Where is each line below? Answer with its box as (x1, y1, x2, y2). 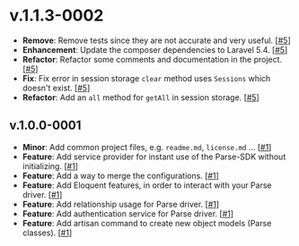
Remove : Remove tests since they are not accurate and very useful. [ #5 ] (22, 35, 291, 46)
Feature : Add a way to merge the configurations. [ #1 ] (22, 170, 220, 181)
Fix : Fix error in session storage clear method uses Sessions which (22, 72, 271, 83)
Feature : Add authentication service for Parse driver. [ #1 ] (22, 208, 234, 219)
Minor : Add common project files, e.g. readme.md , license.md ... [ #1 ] (22, 141, 272, 152)
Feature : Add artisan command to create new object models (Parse (22, 217, 272, 228)
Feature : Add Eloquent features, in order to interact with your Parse (22, 180, 272, 191)
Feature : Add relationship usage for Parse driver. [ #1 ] (22, 199, 220, 209)
